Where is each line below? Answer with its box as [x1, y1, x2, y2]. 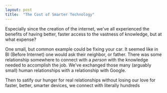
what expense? [5, 36, 36, 42]
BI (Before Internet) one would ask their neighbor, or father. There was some [5, 51, 162, 57]
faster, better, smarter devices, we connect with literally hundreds [5, 82, 140, 88]
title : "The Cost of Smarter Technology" [5, 12, 95, 17]
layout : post [5, 7, 32, 12]
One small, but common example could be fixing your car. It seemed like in [5, 46, 159, 52]
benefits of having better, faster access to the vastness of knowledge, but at [5, 31, 162, 37]
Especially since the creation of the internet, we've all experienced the [5, 25, 150, 31]
